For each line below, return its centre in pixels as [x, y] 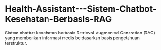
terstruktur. [16, 43]
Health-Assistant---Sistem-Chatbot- [81, 9]
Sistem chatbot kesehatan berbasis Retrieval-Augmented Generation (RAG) [80, 33]
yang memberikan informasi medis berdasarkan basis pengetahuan [72, 38]
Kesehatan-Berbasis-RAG [58, 19]
